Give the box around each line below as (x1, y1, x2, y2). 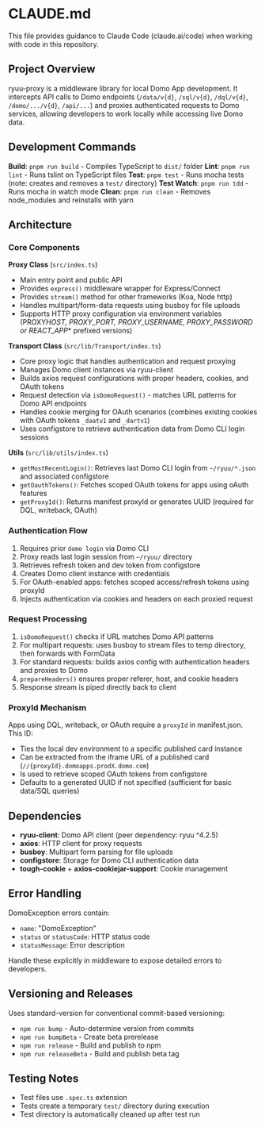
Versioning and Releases (8, 987, 134, 1001)
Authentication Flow (8, 525, 89, 537)
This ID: (8, 729, 33, 738)
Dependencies (8, 809, 81, 822)
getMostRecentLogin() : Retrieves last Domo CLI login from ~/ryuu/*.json (19, 463, 256, 473)
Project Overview (8, 63, 96, 76)
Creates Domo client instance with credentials (19, 568, 170, 578)
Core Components (8, 241, 81, 252)
